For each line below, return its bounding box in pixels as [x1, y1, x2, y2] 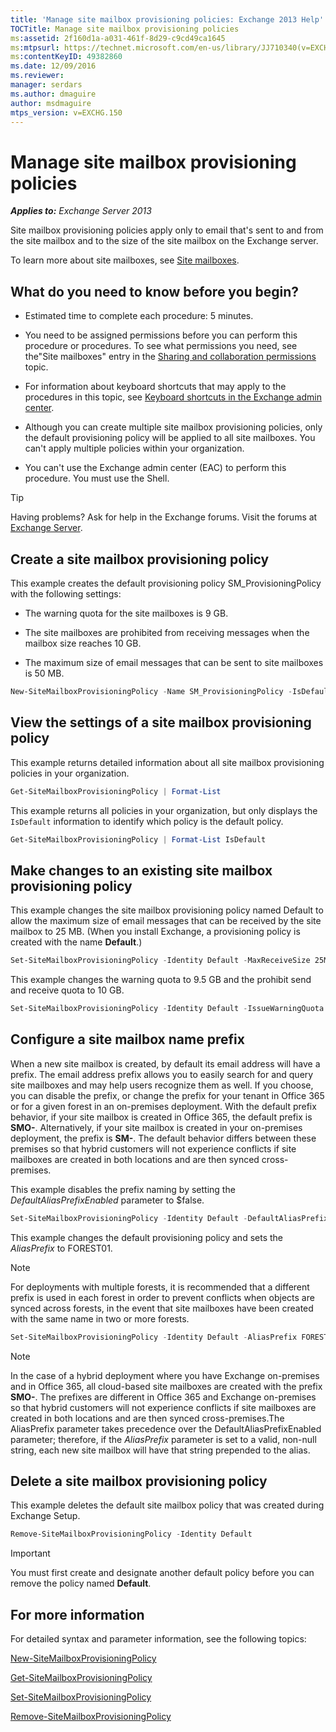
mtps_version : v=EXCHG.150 [10, 107, 123, 118]
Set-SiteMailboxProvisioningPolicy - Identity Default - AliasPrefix [10, 1332, 298, 1342]
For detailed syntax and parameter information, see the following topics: [10, 1633, 307, 1645]
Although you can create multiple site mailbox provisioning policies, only [24, 421, 323, 433]
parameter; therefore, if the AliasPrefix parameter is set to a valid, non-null [10, 1433, 317, 1445]
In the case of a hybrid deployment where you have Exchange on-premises [10, 1369, 320, 1381]
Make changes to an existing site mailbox [10, 862, 273, 879]
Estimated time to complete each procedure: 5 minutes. [24, 310, 254, 322]
